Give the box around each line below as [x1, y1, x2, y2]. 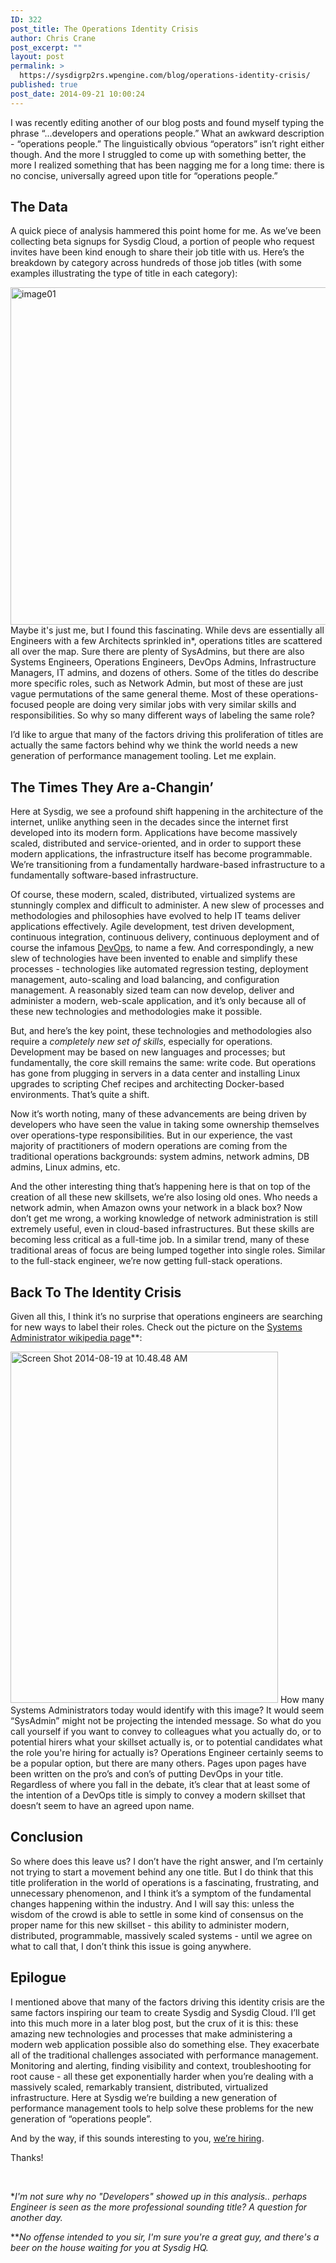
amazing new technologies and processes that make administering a [10, 2027, 293, 2040]
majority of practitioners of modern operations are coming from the [10, 1140, 288, 1152]
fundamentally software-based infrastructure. [10, 869, 199, 881]
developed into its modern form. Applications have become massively [10, 827, 298, 839]
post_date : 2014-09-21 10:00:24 [10, 89, 145, 99]
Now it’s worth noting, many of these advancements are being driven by [10, 1108, 307, 1120]
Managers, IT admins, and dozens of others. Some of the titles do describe [10, 667, 319, 679]
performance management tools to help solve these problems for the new [10, 2102, 314, 2114]
